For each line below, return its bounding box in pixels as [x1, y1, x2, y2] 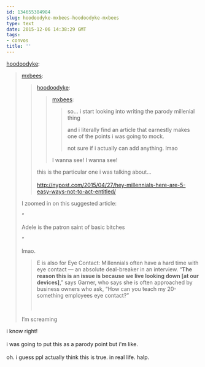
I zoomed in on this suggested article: [21, 199, 117, 207]
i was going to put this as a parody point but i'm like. [6, 340, 138, 347]
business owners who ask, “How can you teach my [36, 285, 166, 292]
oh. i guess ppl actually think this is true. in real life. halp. [6, 353, 150, 361]
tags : [6, 32, 20, 38]
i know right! [6, 327, 38, 334]
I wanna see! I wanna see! [52, 156, 118, 163]
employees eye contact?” [64, 292, 130, 299]
